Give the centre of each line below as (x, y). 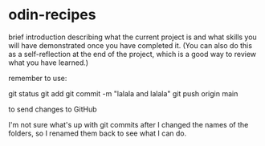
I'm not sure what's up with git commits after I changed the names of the (128, 124)
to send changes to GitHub (53, 109)
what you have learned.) (49, 63)
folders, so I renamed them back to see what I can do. (98, 133)
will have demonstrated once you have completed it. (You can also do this (130, 45)
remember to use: (38, 78)
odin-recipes (52, 15)
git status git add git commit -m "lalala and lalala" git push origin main (123, 93)
